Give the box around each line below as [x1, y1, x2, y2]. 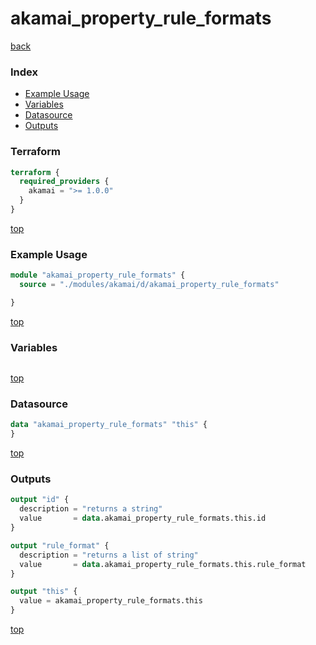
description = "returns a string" [19, 504, 163, 514]
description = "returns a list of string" [19, 550, 199, 560]
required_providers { [19, 177, 110, 187]
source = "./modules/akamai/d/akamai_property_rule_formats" [19, 280, 280, 290]
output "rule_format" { [10, 540, 110, 551]
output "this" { [10, 587, 78, 597]
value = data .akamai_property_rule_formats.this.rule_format [19, 559, 307, 569]
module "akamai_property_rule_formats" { [10, 270, 186, 281]
